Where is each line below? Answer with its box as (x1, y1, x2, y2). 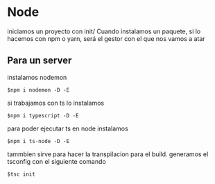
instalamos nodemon (7, 73, 67, 81)
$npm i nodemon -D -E (7, 86, 70, 94)
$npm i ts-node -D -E (7, 137, 70, 144)
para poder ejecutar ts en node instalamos (7, 124, 128, 133)
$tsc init (7, 171, 36, 178)
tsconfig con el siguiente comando (7, 157, 106, 165)
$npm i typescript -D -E (7, 112, 79, 119)
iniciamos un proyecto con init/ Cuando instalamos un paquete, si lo (7, 27, 201, 35)
